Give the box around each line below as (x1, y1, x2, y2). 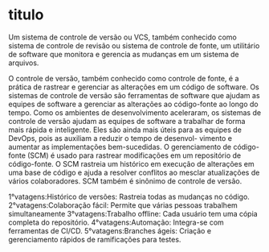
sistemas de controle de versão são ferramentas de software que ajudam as (8, 90, 260, 100)
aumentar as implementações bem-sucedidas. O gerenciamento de (8, 142, 231, 151)
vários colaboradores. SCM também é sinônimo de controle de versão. (8, 176, 243, 186)
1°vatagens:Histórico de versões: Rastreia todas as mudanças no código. (8, 192, 251, 201)
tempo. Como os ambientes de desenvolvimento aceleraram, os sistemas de (8, 107, 262, 118)
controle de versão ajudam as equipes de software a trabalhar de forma (8, 116, 246, 126)
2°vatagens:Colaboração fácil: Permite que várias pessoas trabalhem (8, 200, 238, 210)
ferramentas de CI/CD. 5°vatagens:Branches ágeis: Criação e (8, 225, 211, 235)
